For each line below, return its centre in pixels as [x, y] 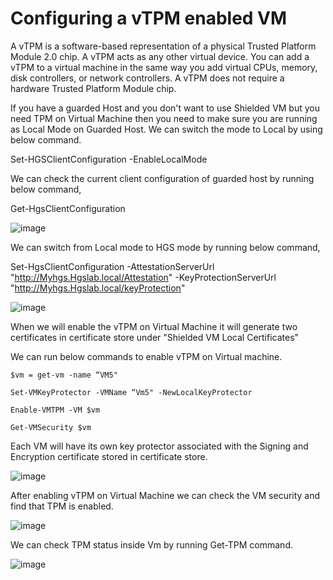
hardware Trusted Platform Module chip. [93, 88]
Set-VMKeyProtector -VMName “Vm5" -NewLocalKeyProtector [131, 392]
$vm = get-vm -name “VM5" [64, 375]
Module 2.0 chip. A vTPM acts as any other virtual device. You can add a [160, 56]
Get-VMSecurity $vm [51, 427]
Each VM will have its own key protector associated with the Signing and [159, 446]
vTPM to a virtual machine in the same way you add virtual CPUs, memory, [164, 67]
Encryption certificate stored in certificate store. [109, 456]
